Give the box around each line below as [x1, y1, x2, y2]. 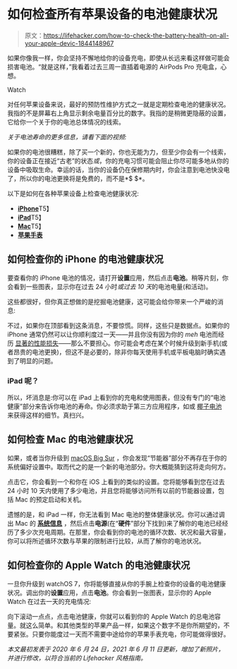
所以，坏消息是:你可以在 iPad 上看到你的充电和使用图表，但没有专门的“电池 [7, 393, 226, 402]
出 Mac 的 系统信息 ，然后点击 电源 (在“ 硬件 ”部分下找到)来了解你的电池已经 [7, 519, 222, 527]
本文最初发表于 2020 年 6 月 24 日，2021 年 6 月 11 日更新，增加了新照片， [7, 644, 224, 653]
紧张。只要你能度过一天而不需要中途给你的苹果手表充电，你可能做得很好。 [13, 629, 230, 638]
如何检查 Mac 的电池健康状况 [7, 434, 134, 446]
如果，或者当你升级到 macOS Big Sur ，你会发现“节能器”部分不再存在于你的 [7, 454, 227, 462]
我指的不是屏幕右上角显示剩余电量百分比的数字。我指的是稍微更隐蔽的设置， [7, 109, 230, 117]
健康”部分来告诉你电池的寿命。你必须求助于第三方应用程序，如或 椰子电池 [7, 402, 222, 410]
